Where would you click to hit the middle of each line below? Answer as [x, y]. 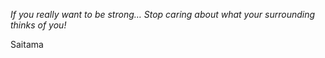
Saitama [27, 44]
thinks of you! [38, 25]
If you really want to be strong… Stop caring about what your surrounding [163, 14]
